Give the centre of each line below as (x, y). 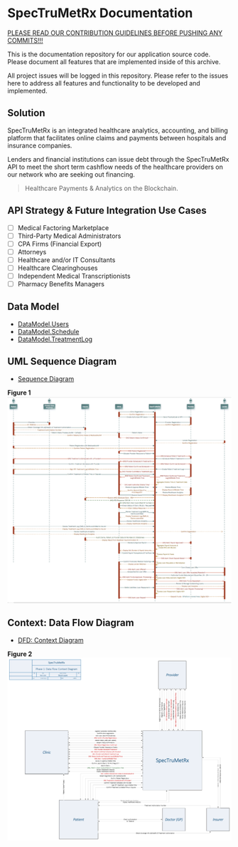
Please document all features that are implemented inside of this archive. (114, 61)
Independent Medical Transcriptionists (74, 276)
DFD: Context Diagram (50, 640)
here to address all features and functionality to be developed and (104, 83)
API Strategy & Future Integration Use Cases (107, 211)
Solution (26, 113)
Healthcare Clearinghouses (58, 268)
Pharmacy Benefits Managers (61, 284)
